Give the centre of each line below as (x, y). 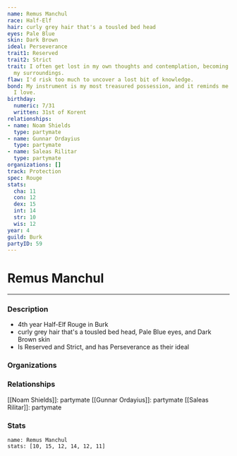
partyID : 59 (25, 244)
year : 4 (19, 230)
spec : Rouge (25, 178)
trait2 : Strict (30, 60)
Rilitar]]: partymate (35, 407)
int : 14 (25, 211)
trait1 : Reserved (33, 54)
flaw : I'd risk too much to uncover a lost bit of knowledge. (101, 79)
